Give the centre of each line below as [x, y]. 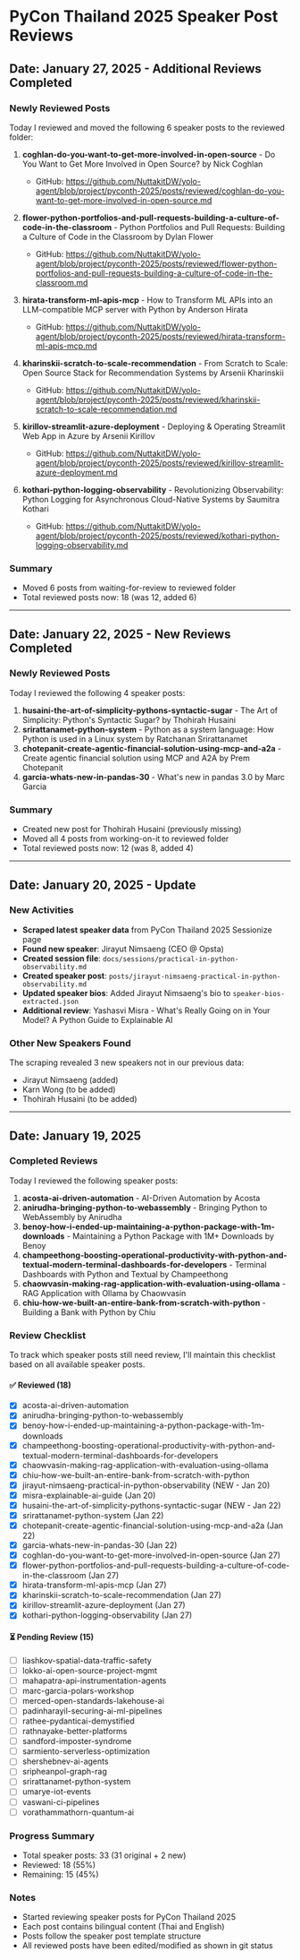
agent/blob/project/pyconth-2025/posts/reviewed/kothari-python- [158, 536]
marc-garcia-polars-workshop [78, 1690]
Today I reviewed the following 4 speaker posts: [97, 692]
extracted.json [50, 1001]
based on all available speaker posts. [77, 1364]
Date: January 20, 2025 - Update [103, 885]
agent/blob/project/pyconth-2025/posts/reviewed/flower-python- [156, 263]
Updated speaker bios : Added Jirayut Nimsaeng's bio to [126, 993]
